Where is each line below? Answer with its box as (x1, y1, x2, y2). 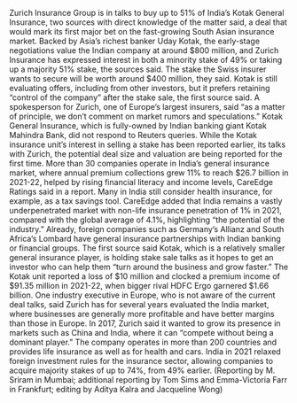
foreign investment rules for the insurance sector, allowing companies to (9, 356, 273, 366)
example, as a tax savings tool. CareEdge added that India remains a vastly (9, 196, 283, 206)
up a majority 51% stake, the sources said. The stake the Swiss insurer (9, 64, 267, 74)
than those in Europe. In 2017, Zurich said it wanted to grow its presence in (9, 318, 281, 329)
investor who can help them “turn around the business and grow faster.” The (9, 261, 289, 272)
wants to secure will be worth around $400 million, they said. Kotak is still (9, 74, 277, 83)
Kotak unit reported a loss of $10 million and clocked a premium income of (9, 271, 281, 282)
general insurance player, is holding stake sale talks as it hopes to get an (9, 252, 274, 262)
